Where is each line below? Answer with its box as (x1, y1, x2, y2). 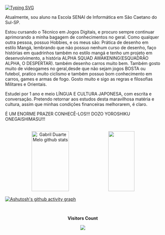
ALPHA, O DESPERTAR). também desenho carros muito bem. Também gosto (5, 61, 161, 66)
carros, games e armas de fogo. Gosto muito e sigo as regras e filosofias (5, 76, 153, 82)
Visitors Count (67, 215, 98, 221)
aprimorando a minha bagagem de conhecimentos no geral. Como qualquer (5, 34, 159, 40)
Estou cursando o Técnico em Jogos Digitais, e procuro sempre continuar (5, 29, 155, 34)
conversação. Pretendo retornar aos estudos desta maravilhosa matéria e (5, 96, 154, 102)
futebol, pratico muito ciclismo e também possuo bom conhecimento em (5, 71, 152, 76)
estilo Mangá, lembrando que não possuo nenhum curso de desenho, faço (5, 45, 157, 50)
